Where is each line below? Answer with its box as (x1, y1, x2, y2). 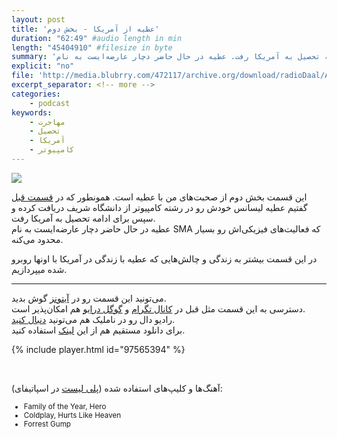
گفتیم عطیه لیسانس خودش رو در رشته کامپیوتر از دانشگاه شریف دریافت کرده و (11, 201, 308, 213)
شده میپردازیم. (11, 263, 68, 275)
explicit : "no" (11, 61, 75, 71)
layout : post (11, 14, 66, 25)
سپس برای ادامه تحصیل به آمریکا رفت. (11, 212, 156, 224)
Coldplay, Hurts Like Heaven (23, 410, 122, 420)
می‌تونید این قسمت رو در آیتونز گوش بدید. (11, 292, 167, 304)
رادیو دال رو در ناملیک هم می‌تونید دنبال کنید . (11, 313, 176, 325)
